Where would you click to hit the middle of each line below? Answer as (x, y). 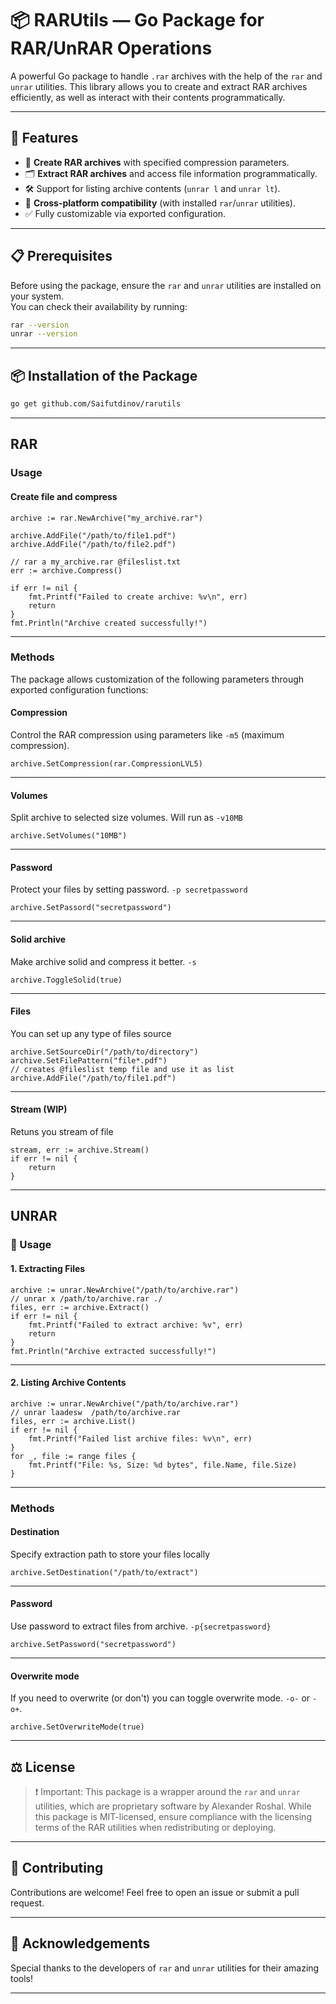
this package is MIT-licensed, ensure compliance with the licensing (173, 1817)
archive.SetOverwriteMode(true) (77, 1727)
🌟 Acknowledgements (80, 1943)
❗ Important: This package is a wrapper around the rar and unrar (167, 1792)
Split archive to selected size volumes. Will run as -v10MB (126, 818)
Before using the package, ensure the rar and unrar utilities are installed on (166, 285)
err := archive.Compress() (66, 570)
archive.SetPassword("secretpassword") (93, 1645)
